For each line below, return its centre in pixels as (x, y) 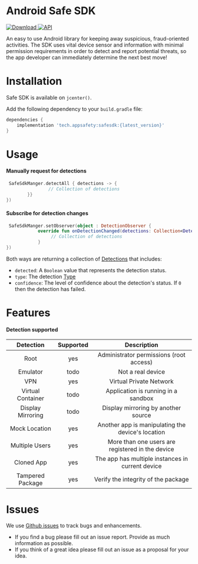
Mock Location (30, 428)
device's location (141, 433)
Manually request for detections (46, 171)
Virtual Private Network (141, 381)
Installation (34, 81)
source (141, 415)
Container (31, 398)
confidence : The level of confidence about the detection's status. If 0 (98, 283)
